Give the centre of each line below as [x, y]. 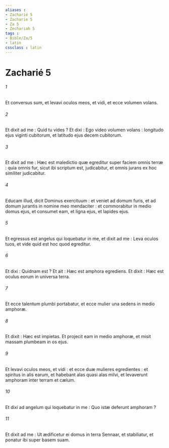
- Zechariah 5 [20, 29]
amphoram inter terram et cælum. [40, 380]
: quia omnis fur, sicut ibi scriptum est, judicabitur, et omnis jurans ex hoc [81, 168]
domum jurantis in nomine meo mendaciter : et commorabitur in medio [78, 206]
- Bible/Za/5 [19, 38]
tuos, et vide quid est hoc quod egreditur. [48, 244]
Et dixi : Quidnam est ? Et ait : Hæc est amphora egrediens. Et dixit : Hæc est [84, 271]
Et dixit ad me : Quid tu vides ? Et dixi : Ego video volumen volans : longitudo [84, 130]
